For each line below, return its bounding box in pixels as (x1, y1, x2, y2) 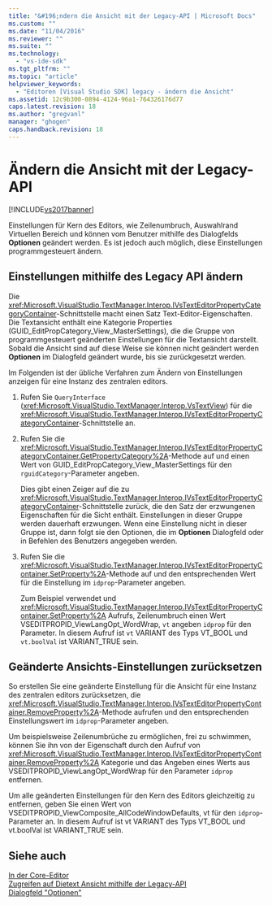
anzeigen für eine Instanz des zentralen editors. (8, 376, 168, 386)
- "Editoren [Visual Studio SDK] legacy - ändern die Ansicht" (15, 87, 234, 96)
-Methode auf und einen (167, 450, 250, 460)
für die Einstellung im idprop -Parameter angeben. (19, 577, 187, 587)
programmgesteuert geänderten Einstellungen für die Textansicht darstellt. (8, 334, 258, 344)
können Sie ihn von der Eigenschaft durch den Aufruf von (8, 741, 201, 751)
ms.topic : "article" (8, 72, 79, 80)
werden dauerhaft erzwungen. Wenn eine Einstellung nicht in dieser (19, 518, 248, 529)
